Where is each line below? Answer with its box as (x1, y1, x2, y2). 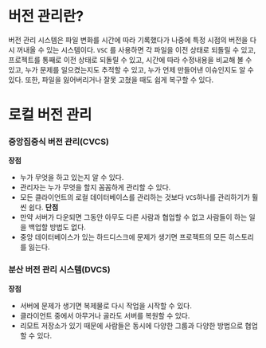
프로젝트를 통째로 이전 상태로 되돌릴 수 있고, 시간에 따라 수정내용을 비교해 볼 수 (8, 55, 252, 65)
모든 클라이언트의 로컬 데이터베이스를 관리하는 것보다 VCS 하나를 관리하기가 (19, 193, 251, 202)
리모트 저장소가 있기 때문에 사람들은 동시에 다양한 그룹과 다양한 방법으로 (19, 320, 244, 330)
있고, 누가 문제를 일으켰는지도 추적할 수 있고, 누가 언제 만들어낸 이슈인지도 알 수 (8, 65, 255, 74)
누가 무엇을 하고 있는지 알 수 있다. (19, 173, 124, 182)
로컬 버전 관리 (8, 106, 92, 124)
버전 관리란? (8, 7, 84, 25)
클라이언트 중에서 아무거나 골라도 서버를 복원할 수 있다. (19, 311, 190, 320)
